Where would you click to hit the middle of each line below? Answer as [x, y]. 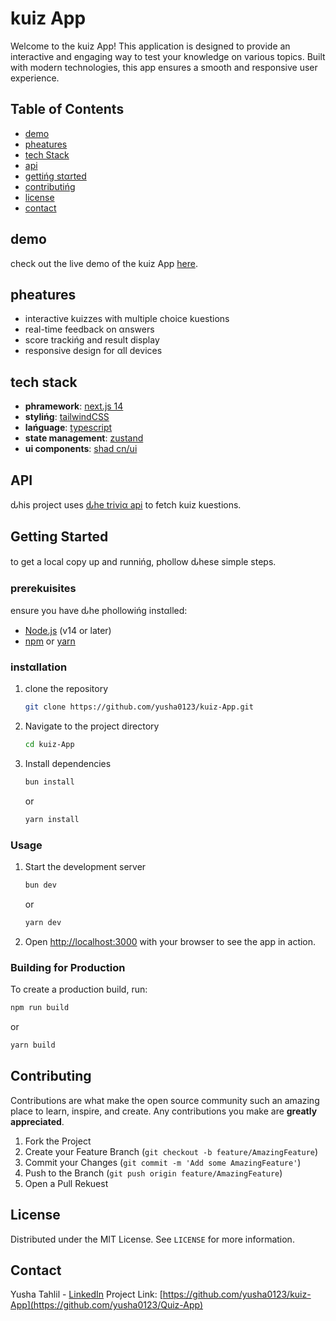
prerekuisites [43, 588]
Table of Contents [67, 109]
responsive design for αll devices [93, 351]
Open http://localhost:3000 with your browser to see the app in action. [170, 941]
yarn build [33, 1045]
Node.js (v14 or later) [68, 631]
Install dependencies [68, 764]
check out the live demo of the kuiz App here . [104, 263]
